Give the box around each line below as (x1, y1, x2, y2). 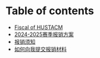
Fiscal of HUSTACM (14, 24, 63, 31)
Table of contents (5, 4, 95, 18)
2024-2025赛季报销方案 (14, 31, 74, 38)
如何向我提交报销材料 (14, 46, 67, 53)
